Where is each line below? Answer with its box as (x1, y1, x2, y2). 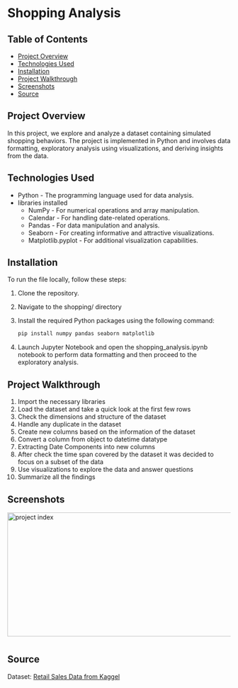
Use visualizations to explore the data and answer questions (17, 466, 193, 474)
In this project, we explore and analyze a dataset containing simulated (7, 129, 211, 137)
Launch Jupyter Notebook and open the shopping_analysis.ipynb (17, 343, 208, 351)
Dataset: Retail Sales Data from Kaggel (7, 672, 120, 681)
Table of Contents (7, 33, 89, 45)
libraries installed (17, 198, 68, 207)
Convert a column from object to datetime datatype (17, 435, 168, 444)
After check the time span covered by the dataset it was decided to (17, 450, 214, 458)
